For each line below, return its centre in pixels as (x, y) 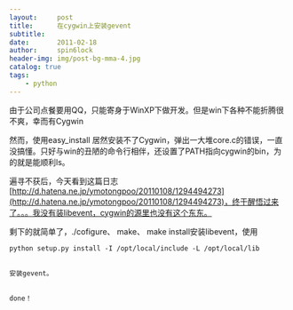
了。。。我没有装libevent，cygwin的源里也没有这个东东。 (111, 212)
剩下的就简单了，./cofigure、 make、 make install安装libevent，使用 (134, 231)
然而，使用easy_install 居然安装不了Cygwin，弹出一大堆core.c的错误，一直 (146, 139)
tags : (19, 76)
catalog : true (36, 68)
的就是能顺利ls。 (40, 162)
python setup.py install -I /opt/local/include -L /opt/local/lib (135, 248)
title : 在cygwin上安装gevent (70, 26)
